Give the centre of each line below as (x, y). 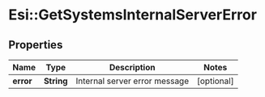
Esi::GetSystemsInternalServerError (133, 15)
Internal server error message (132, 81)
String (56, 81)
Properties (36, 45)
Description (132, 67)
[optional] (216, 81)
